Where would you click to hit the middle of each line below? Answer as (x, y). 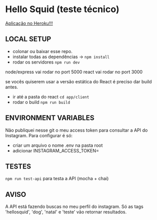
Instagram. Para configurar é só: (39, 135)
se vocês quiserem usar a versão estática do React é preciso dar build (78, 81)
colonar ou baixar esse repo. (42, 51)
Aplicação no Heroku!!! (29, 23)
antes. (12, 87)
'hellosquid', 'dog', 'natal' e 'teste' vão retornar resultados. (66, 212)
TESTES (18, 166)
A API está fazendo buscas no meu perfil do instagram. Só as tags (74, 207)
